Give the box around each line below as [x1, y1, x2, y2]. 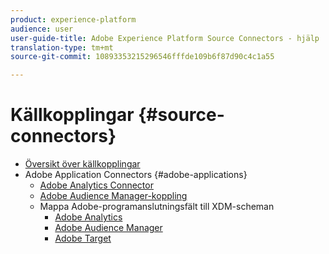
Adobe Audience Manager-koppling [39, 190, 188, 202]
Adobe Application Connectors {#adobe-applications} [24, 169, 248, 181]
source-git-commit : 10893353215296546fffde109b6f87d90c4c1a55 [10, 52, 275, 62]
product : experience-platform [10, 14, 137, 25]
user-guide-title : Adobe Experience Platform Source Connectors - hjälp [10, 33, 320, 43]
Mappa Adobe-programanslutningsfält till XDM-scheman [39, 201, 275, 213]
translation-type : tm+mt [10, 42, 114, 53]
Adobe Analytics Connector [39, 179, 154, 191]
